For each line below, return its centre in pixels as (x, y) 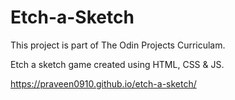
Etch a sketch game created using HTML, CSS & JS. (117, 64)
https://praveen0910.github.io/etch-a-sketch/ (103, 83)
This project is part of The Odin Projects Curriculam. (118, 45)
